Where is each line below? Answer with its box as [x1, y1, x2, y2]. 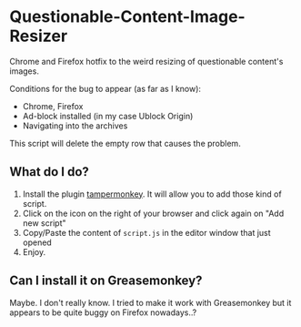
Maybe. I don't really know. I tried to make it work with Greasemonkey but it [9, 297, 292, 308]
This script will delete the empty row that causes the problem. [9, 138, 241, 148]
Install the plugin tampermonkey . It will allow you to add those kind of [22, 189, 282, 199]
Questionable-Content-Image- [9, 6, 246, 27]
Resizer [9, 26, 68, 46]
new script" [22, 217, 66, 229]
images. [9, 66, 39, 77]
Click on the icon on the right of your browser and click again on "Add [22, 208, 285, 219]
